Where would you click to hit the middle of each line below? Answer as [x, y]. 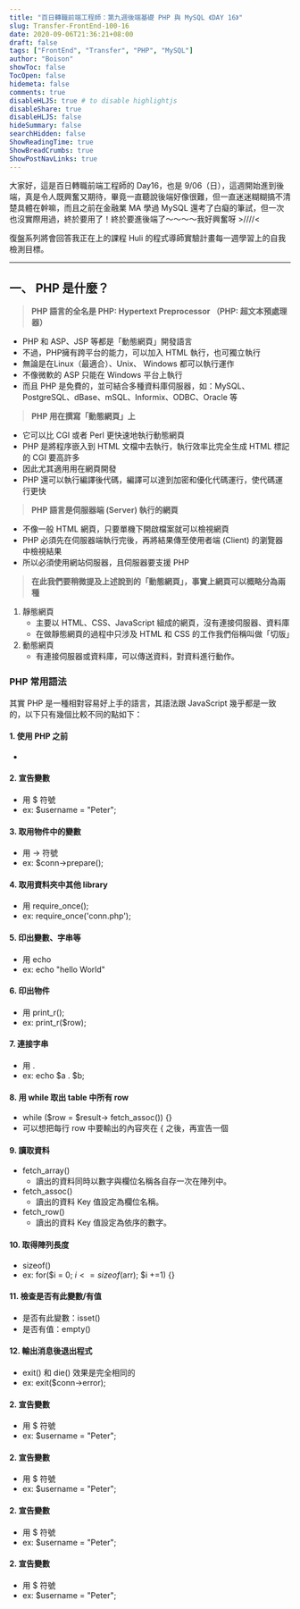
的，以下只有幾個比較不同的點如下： [76, 714]
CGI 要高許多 [56, 457]
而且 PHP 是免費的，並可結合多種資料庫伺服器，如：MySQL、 [136, 386]
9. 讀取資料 [30, 1150]
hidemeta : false [39, 84]
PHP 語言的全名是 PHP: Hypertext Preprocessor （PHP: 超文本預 [151, 311]
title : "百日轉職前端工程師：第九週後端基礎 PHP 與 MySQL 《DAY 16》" [126, 17]
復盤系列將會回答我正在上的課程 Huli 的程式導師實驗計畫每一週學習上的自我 [148, 238]
